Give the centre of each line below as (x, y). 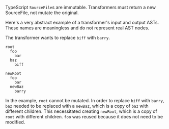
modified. (15, 122)
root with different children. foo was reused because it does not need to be (84, 117)
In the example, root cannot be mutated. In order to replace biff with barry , (85, 100)
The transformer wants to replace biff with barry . (58, 38)
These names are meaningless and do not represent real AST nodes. (77, 28)
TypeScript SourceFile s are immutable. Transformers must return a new (81, 7)
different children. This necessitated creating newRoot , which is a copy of (81, 111)
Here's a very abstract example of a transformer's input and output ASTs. (82, 23)
